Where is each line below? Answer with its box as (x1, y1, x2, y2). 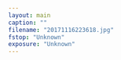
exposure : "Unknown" (8, 41, 76, 48)
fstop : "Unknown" (8, 33, 65, 41)
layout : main (8, 11, 51, 19)
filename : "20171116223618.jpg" (8, 26, 114, 34)
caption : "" (8, 19, 47, 26)
